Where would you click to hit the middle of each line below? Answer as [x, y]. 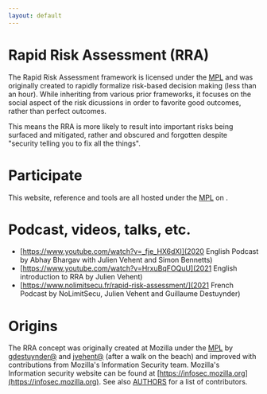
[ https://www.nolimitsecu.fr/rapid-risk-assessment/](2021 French [127, 285]
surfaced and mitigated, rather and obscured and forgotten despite [118, 135]
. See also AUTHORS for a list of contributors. [173, 382]
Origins [33, 326]
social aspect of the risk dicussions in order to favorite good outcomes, [125, 102]
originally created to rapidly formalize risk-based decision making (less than [132, 85]
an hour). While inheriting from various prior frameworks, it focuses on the [130, 94]
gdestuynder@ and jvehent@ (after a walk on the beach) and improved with [132, 357]
